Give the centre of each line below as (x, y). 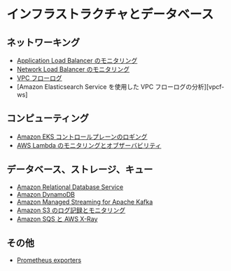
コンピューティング (48, 119)
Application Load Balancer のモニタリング (77, 61)
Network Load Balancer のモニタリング (73, 69)
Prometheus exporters (49, 260)
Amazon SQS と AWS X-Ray (57, 218)
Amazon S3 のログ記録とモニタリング (71, 210)
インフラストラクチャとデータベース (110, 14)
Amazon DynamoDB (45, 194)
